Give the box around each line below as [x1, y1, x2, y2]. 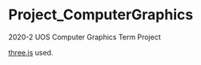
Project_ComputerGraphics [8, 6, 194, 24]
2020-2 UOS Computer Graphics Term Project [8, 32, 162, 42]
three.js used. [8, 47, 54, 57]
